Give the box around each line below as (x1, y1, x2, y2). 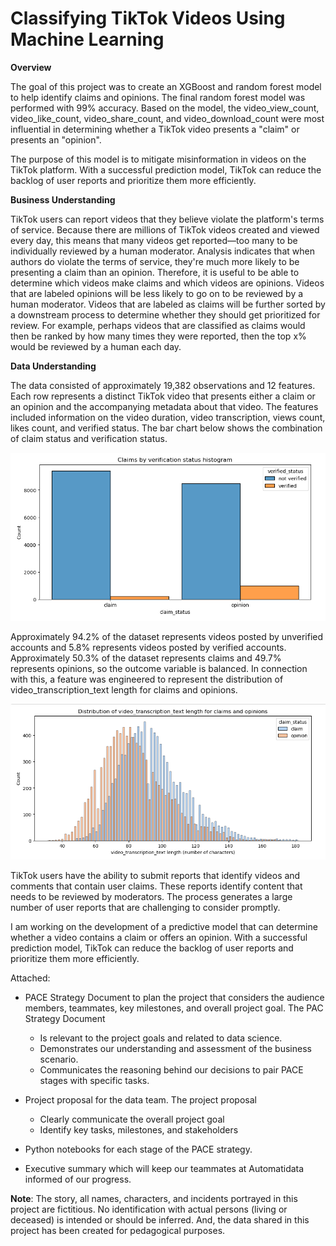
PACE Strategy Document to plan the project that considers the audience (24, 992, 325, 1004)
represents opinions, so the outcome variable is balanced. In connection (10, 662, 308, 674)
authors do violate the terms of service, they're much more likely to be (10, 255, 300, 267)
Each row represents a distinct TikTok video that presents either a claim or (10, 390, 316, 402)
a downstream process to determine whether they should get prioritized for (10, 308, 321, 321)
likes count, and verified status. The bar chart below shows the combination (10, 422, 323, 434)
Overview (10, 61, 52, 73)
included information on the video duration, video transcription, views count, (10, 411, 326, 423)
